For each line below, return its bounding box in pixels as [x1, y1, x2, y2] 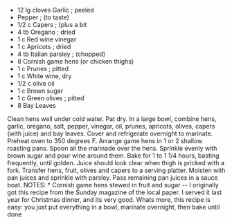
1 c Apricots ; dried [17, 43, 71, 50]
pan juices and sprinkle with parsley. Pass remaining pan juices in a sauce [7, 174, 218, 182]
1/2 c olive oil [17, 80, 55, 87]
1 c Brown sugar [17, 86, 64, 95]
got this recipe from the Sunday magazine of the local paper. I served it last [7, 188, 222, 196]
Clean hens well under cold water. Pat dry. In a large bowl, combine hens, [7, 115, 217, 123]
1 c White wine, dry [17, 72, 72, 80]
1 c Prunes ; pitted [17, 65, 69, 73]
